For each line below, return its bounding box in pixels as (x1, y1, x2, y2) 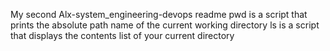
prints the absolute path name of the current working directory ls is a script (10, 19, 320, 31)
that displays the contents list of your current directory (10, 30, 235, 41)
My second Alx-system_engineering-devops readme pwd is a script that (10, 9, 308, 20)
